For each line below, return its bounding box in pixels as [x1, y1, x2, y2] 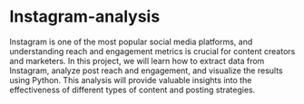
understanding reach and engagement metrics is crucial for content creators [9, 45, 296, 56]
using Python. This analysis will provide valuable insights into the [9, 74, 252, 85]
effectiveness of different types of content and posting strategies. [9, 84, 256, 95]
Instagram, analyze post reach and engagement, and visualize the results [9, 65, 283, 76]
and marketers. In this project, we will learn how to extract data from [9, 55, 265, 66]
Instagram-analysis [9, 6, 161, 27]
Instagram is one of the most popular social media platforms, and [9, 36, 253, 47]
